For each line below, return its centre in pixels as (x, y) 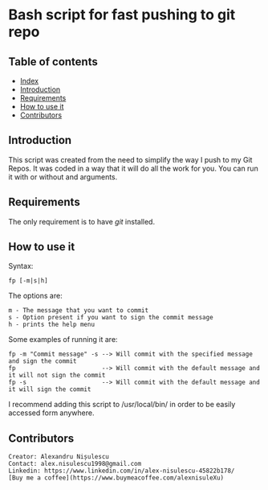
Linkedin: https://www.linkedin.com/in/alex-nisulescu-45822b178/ (122, 471)
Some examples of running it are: (63, 340)
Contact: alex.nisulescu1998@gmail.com (75, 464)
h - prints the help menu (51, 325)
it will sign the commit (50, 389)
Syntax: (21, 266)
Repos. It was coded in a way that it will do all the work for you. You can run (133, 168)
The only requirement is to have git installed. (81, 221)
